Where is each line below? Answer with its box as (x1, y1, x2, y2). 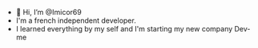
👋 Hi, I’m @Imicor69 (15, 8, 82, 17)
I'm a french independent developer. (15, 16, 136, 25)
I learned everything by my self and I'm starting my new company (15, 24, 233, 33)
